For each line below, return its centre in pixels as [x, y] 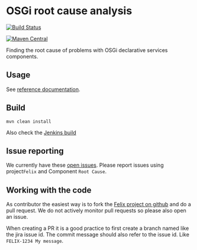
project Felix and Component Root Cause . [56, 171]
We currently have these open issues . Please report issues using [85, 165]
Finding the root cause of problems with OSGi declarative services [87, 50]
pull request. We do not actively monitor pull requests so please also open [96, 210]
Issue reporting [35, 151]
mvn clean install [29, 121]
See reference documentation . [43, 89]
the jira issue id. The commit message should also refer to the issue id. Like [98, 235]
